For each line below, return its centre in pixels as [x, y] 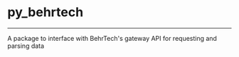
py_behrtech [46, 12]
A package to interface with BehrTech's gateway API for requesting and [112, 38]
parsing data [26, 46]
